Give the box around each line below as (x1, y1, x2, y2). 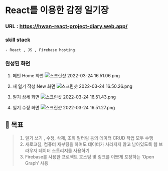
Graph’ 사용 (25, 160, 49, 166)
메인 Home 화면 (12, 72, 44, 78)
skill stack (5, 36, 31, 43)
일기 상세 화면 (12, 94, 40, 100)
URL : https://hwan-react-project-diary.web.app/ (5, 23, 128, 30)
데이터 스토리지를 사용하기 (38, 147, 90, 153)
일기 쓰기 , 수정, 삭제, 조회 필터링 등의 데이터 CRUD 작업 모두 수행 (25, 135, 153, 141)
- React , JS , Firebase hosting (5, 48, 75, 53)
